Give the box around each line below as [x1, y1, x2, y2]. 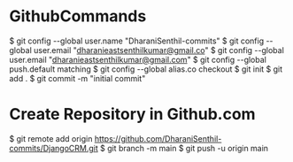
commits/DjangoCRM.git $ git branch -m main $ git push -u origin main [9, 143, 268, 153]
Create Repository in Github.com [9, 104, 256, 125]
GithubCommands [9, 6, 147, 27]
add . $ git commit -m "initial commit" [9, 73, 146, 83]
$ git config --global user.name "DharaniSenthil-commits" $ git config [9, 35, 264, 46]
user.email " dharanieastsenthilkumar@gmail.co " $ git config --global [34, 44, 285, 55]
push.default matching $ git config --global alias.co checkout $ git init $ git [9, 64, 283, 74]
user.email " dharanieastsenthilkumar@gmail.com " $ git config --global [9, 54, 267, 65]
